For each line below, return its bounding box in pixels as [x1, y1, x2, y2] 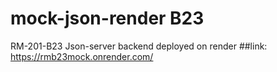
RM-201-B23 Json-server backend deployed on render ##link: [10, 40, 268, 52]
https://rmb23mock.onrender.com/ [10, 50, 154, 62]
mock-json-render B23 [10, 7, 205, 30]
